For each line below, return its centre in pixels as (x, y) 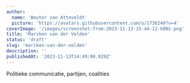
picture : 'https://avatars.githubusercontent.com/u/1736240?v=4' (96, 23)
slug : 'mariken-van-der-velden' (47, 46)
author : (16, 12)
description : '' (27, 51)
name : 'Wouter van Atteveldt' (49, 17)
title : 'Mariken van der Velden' (48, 34)
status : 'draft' (27, 40)
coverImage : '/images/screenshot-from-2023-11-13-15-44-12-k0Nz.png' (96, 29)
